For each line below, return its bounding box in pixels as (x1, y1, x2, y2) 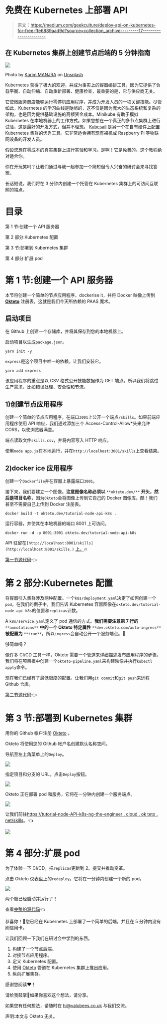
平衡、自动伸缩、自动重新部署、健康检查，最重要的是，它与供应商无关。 (9, 88, 158, 94)
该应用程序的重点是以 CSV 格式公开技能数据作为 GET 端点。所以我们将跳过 (5, 378, 159, 384)
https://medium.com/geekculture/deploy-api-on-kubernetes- (30, 22, 156, 28)
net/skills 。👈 (5, 817, 33, 823)
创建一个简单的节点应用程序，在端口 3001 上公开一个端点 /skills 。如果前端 (5, 414, 156, 420)
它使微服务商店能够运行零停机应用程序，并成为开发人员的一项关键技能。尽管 (5, 98, 162, 105)
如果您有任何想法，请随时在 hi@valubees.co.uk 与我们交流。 (5, 1003, 130, 1009)
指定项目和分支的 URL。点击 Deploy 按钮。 (5, 771, 89, 777)
